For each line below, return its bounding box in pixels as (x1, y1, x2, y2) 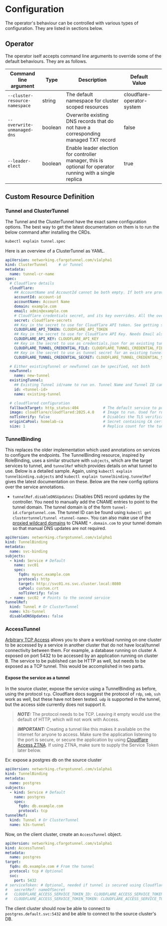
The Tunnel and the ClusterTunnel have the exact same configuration (5, 219, 147, 225)
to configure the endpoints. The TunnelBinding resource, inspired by (5, 452, 145, 458)
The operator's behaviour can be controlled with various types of (5, 20, 139, 26)
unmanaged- (7, 127, 33, 132)
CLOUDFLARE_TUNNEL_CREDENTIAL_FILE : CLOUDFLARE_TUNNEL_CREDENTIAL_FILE (14, 345, 166, 351)
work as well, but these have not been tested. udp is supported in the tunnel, (5, 696, 161, 702)
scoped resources (66, 103, 108, 110)
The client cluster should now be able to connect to (5, 906, 110, 912)
